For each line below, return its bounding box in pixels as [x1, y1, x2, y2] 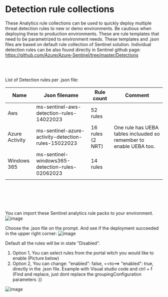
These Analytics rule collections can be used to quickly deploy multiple [5, 20, 151, 26]
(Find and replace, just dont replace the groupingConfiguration [12, 271, 141, 277]
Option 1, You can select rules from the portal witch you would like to [12, 249, 154, 256]
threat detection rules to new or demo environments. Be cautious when [5, 25, 151, 31]
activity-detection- [36, 133, 82, 140]
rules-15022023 [36, 139, 77, 146]
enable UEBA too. [113, 143, 155, 150]
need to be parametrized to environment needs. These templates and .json [5, 36, 159, 42]
